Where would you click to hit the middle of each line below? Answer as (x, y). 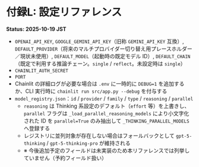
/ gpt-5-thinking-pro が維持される (89, 143)
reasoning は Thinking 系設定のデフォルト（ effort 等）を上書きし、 (107, 106)
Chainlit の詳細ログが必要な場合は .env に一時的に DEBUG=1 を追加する (99, 83)
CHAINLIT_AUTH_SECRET (41, 71)
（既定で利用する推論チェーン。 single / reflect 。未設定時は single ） (100, 64)
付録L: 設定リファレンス (64, 12)
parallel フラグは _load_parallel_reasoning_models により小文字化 (106, 113)
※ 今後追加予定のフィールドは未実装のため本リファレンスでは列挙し (107, 150)
